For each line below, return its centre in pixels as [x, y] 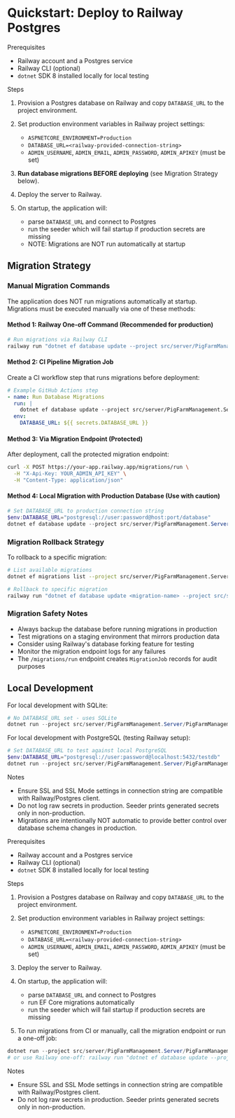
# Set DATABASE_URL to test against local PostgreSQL [87, 751]
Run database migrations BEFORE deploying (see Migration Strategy [117, 173]
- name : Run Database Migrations [56, 397]
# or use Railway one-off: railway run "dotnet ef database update [108, 1057]
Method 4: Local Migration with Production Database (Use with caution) [114, 496]
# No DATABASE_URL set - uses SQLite [62, 718]
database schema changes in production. [77, 828]
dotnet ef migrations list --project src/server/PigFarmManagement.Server [119, 576]
